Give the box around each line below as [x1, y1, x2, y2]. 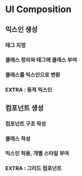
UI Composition [5, 4, 72, 15]
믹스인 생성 [5, 25, 38, 34]
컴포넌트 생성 [5, 103, 44, 112]
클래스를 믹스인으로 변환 [5, 71, 61, 78]
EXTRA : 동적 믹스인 [5, 86, 52, 94]
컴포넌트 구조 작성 [5, 120, 47, 127]
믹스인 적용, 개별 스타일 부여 [5, 150, 69, 157]
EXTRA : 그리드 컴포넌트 [5, 165, 62, 172]
